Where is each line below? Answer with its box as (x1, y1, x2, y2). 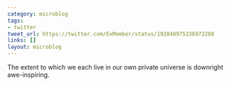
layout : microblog (7, 43, 62, 50)
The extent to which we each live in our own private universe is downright (7, 63, 224, 71)
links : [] (7, 37, 37, 44)
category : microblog (7, 10, 69, 18)
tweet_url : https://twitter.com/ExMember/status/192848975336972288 (7, 30, 215, 38)
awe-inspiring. (7, 70, 50, 79)
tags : (7, 17, 23, 24)
